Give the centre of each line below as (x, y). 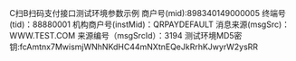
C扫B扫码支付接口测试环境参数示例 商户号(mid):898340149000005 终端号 (148, 13)
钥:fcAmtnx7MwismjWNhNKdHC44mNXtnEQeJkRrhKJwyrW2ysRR (134, 47)
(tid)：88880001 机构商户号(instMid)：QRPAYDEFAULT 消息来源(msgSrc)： (150, 24)
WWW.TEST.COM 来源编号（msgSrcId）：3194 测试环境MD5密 (126, 35)
